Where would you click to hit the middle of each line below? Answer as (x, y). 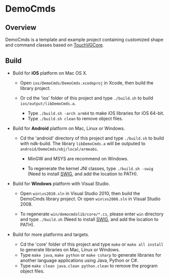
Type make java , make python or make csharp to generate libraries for (91, 255)
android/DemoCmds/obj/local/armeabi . (59, 149)
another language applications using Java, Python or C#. (79, 260)
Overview (21, 28)
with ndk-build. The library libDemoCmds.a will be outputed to (83, 143)
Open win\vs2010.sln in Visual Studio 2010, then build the (80, 193)
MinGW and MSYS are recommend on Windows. (78, 158)
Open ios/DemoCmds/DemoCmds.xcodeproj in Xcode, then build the (87, 83)
